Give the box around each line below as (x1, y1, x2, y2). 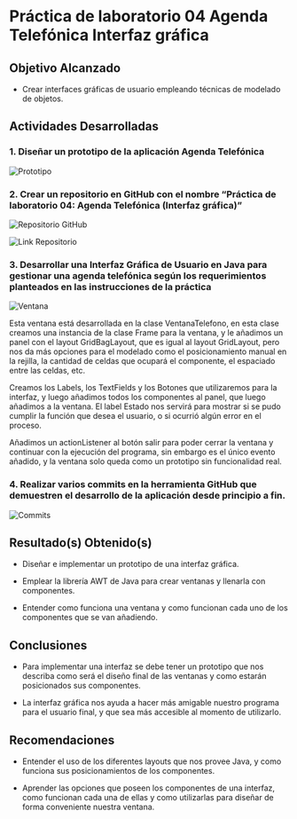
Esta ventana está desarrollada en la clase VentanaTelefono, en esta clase (9, 318, 279, 329)
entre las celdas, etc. (9, 366, 86, 376)
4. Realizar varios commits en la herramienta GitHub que (9, 478, 257, 491)
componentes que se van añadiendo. (21, 612, 158, 623)
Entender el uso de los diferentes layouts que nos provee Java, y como (21, 756, 282, 767)
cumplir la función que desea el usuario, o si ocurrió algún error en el (9, 411, 262, 421)
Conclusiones (9, 637, 88, 653)
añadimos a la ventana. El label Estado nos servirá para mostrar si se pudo (9, 401, 281, 412)
